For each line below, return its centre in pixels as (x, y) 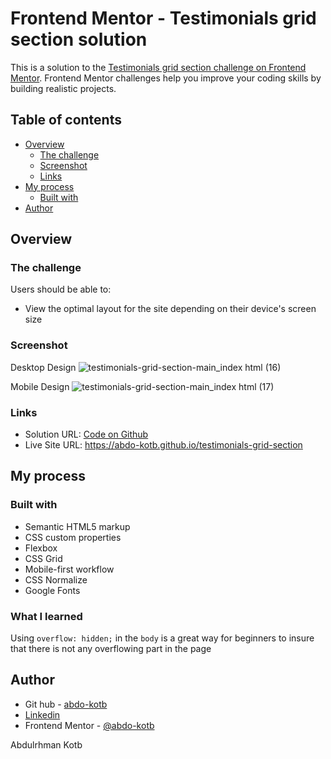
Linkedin (42, 714)
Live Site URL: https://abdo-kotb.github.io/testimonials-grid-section (163, 445)
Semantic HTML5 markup (77, 526)
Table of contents (66, 120)
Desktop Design (43, 367)
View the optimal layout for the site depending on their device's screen (170, 309)
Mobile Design (40, 386)
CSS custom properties (73, 537)
